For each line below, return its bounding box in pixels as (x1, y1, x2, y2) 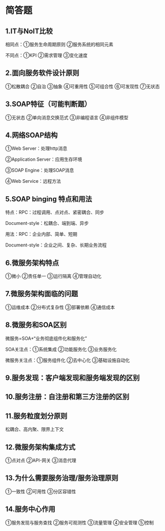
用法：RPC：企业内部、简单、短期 (5, 231, 78, 237)
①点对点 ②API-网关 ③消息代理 (5, 458, 77, 464)
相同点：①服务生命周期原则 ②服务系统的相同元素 (5, 42, 114, 47)
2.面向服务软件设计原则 (5, 69, 79, 78)
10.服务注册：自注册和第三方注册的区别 (5, 392, 130, 401)
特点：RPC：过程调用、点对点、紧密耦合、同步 (5, 209, 105, 216)
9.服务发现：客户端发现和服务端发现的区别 (5, 373, 140, 383)
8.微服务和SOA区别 (5, 320, 67, 329)
